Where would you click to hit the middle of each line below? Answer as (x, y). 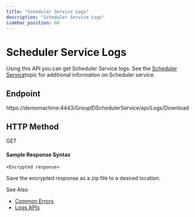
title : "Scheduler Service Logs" (48, 12)
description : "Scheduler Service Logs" (56, 17)
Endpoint (23, 94)
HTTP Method (33, 126)
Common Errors (34, 201)
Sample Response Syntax (38, 155)
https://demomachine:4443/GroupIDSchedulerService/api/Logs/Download (97, 108)
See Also (17, 190)
